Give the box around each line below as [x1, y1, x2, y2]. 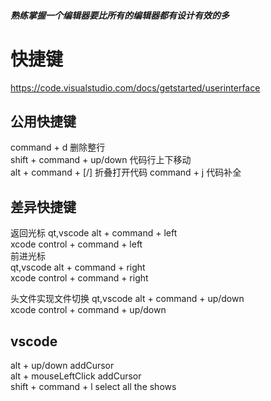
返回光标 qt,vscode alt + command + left [10, 227, 178, 239]
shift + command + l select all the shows [10, 380, 177, 392]
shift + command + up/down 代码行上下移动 [10, 154, 192, 166]
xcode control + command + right [10, 272, 149, 284]
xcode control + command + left [10, 238, 143, 250]
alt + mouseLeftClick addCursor [10, 370, 142, 382]
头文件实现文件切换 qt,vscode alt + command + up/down [10, 293, 245, 305]
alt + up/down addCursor [10, 359, 115, 371]
